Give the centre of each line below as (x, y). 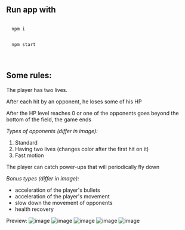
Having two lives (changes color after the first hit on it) (82, 149)
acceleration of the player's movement (62, 196)
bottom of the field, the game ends (49, 119)
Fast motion (29, 155)
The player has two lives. (37, 90)
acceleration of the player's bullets (57, 190)
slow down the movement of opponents (64, 203)
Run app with (31, 10)
